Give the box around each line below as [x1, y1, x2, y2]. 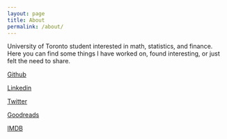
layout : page [7, 10, 45, 17]
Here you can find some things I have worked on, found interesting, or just [7, 49, 221, 58]
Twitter [7, 97, 28, 106]
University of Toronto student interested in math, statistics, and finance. [7, 42, 213, 51]
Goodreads [7, 111, 40, 119]
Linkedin [7, 84, 32, 92]
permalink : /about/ [7, 23, 64, 30]
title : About [7, 17, 45, 24]
